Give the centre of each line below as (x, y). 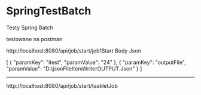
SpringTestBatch (49, 11)
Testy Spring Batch (30, 27)
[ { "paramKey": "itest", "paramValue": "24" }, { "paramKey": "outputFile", (96, 62)
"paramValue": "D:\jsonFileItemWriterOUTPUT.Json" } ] (74, 68)
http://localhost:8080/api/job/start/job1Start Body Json (74, 50)
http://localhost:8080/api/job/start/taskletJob (62, 85)
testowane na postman (34, 39)
